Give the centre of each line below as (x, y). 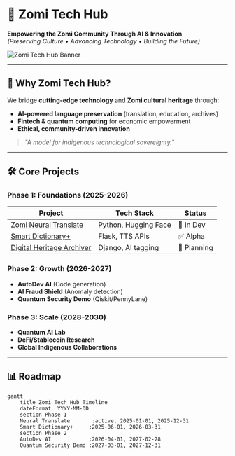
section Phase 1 (44, 415)
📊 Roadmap (34, 376)
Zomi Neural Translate (47, 225)
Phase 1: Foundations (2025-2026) (68, 195)
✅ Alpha (191, 236)
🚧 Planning (195, 248)
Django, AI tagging (128, 248)
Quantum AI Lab (41, 333)
